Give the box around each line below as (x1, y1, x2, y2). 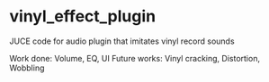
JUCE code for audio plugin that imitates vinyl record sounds (9, 36, 236, 46)
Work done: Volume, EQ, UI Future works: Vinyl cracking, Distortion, (9, 53, 261, 63)
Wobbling (9, 62, 45, 73)
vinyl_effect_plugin (9, 6, 156, 27)
